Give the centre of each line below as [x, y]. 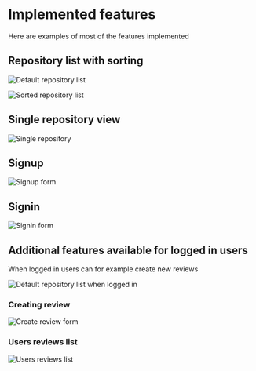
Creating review [39, 304]
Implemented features [82, 15]
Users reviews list [43, 342]
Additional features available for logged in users [128, 250]
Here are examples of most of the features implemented [99, 36]
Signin [24, 207]
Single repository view [64, 120]
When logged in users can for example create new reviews [103, 269]
